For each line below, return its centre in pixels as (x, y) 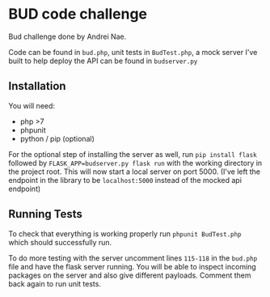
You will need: (32, 105)
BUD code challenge (78, 14)
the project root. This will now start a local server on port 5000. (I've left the (135, 172)
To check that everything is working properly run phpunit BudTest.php (125, 233)
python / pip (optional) (57, 138)
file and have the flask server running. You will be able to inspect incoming (132, 266)
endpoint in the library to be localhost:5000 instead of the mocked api (125, 180)
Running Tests (45, 214)
